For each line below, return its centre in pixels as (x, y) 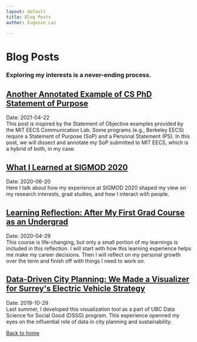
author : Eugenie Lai (31, 22)
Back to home (23, 333)
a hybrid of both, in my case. (41, 149)
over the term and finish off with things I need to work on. (76, 261)
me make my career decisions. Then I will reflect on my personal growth (94, 254)
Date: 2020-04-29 (29, 235)
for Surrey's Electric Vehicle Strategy (76, 289)
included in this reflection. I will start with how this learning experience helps (99, 248)
